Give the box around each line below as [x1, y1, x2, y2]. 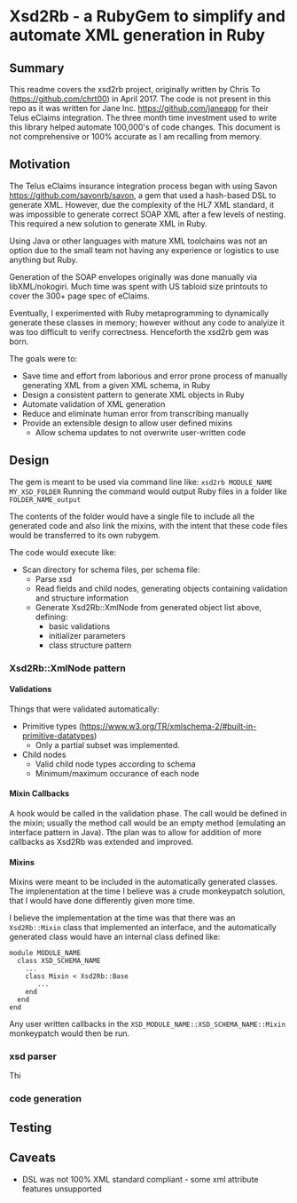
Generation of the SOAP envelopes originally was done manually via [9, 271, 258, 282]
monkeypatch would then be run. [9, 1028, 130, 1039]
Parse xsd [35, 573, 73, 584]
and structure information [35, 593, 129, 603]
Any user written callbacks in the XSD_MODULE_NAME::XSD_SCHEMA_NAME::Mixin [9, 1019, 286, 1030]
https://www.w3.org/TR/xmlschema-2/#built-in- [81, 721, 257, 731]
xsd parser [9, 1050, 58, 1063]
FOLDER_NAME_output [9, 495, 82, 504]
